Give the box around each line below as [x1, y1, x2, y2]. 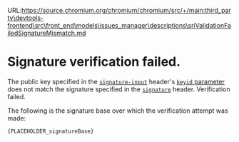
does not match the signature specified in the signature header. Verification [7, 85, 230, 93]
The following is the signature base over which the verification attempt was [7, 106, 228, 115]
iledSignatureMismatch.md [7, 29, 86, 37]
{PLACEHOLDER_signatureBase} [7, 128, 94, 135]
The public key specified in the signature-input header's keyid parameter [7, 77, 225, 86]
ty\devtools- [7, 14, 44, 22]
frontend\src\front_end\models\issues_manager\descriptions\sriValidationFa [7, 21, 232, 29]
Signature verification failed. [7, 54, 180, 70]
